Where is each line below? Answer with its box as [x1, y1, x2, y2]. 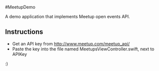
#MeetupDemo [5, 4, 36, 10]
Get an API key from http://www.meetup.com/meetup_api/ [12, 41, 130, 47]
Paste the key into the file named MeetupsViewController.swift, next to [12, 46, 155, 52]
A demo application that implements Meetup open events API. [5, 14, 130, 19]
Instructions [5, 28, 43, 36]
